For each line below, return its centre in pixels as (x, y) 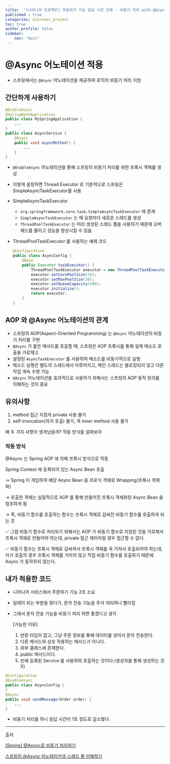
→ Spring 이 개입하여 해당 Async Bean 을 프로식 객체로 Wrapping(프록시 (78, 480)
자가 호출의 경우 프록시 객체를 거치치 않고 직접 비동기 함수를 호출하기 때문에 (79, 555)
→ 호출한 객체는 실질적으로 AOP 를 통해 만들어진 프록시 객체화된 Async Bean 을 (84, 497)
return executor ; (49, 294)
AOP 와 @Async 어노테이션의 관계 (57, 320)
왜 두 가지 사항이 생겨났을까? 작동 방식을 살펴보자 (54, 432)
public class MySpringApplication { (44, 119)
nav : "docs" (27, 39)
